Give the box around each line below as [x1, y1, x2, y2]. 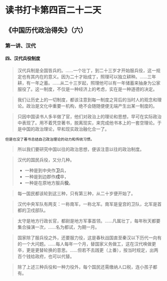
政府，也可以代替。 [34, 253, 75, 259]
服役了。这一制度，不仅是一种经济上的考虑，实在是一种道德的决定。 [17, 86, 158, 92]
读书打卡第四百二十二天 [5, 4, 102, 16]
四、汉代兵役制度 [5, 55, 40, 61]
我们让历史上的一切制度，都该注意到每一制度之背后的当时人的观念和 [17, 97, 158, 103]
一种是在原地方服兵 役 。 [24, 180, 73, 186]
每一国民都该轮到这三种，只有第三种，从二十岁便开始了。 [17, 190, 136, 196]
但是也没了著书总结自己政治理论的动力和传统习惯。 [5, 137, 95, 142]
